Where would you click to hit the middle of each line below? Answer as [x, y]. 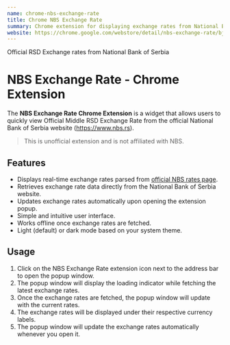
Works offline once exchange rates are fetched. [84, 223]
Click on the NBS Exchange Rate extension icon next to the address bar [118, 268]
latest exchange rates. [48, 290]
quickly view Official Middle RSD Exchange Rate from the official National [110, 121]
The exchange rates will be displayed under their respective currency [115, 312]
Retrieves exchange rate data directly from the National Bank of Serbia [116, 187]
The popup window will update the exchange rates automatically [108, 326]
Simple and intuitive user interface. [66, 216]
